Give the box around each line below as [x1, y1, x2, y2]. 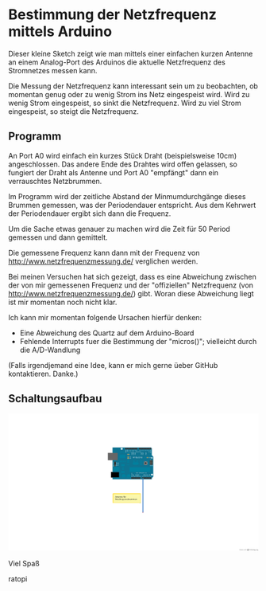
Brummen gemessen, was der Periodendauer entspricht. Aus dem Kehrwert [8, 200, 256, 209]
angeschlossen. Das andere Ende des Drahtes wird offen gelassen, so [8, 159, 238, 169]
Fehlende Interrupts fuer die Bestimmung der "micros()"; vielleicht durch [19, 336, 257, 346]
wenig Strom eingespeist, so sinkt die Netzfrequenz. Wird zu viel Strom [8, 98, 241, 108]
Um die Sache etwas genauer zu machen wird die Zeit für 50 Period [8, 224, 230, 233]
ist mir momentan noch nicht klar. [8, 297, 118, 307]
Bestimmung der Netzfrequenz [8, 6, 217, 24]
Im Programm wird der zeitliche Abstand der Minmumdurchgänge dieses [8, 191, 246, 201]
